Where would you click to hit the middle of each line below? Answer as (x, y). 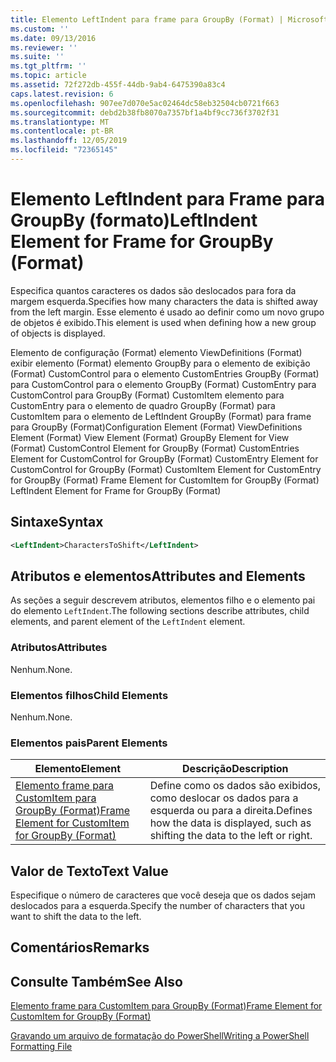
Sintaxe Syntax (57, 522)
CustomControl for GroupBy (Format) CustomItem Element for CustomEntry (166, 469)
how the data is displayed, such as (230, 823)
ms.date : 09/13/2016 (53, 38)
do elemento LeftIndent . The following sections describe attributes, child (160, 611)
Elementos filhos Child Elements (89, 695)
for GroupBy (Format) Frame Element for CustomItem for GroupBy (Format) (165, 480)
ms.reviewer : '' (44, 47)
